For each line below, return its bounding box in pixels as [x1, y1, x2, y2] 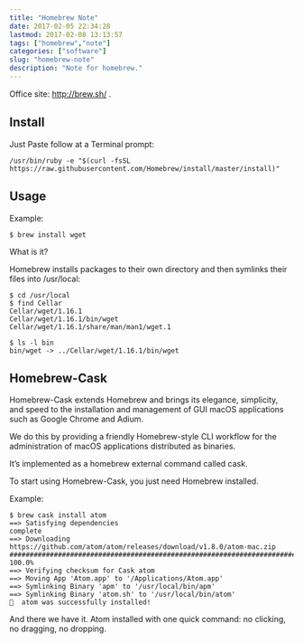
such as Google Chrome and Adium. [9, 413, 144, 425]
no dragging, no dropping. [9, 623, 106, 634]
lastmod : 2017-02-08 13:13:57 [9, 30, 124, 39]
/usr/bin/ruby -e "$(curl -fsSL [9, 156, 131, 165]
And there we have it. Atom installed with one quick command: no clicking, [9, 614, 287, 625]
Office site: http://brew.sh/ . [9, 88, 112, 99]
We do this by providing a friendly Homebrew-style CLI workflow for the [9, 431, 277, 442]
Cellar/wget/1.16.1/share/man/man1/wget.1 [9, 322, 171, 331]
